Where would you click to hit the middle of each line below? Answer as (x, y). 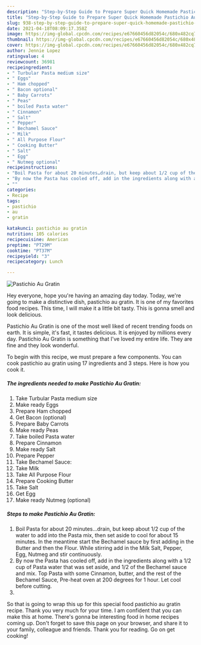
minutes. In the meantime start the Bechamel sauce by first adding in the (105, 541)
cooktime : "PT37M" (30, 251)
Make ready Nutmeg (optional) (53, 500)
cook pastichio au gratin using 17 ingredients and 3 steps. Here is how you (98, 363)
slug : (13, 23)
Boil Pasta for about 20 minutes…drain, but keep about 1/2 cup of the (100, 529)
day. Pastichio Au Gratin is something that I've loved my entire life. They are (100, 339)
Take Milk (27, 468)
